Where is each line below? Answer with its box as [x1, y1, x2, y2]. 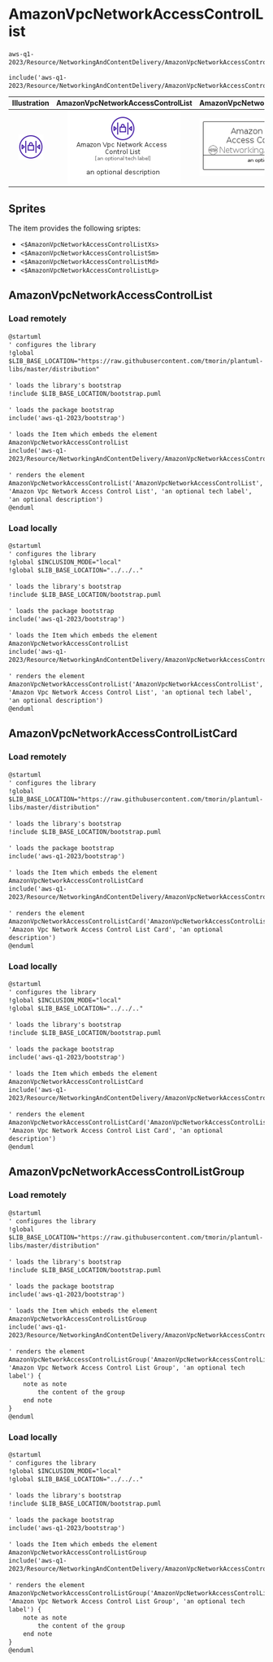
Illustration [11, 99, 50, 108]
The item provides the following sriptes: [8, 223, 141, 233]
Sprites [8, 201, 46, 216]
